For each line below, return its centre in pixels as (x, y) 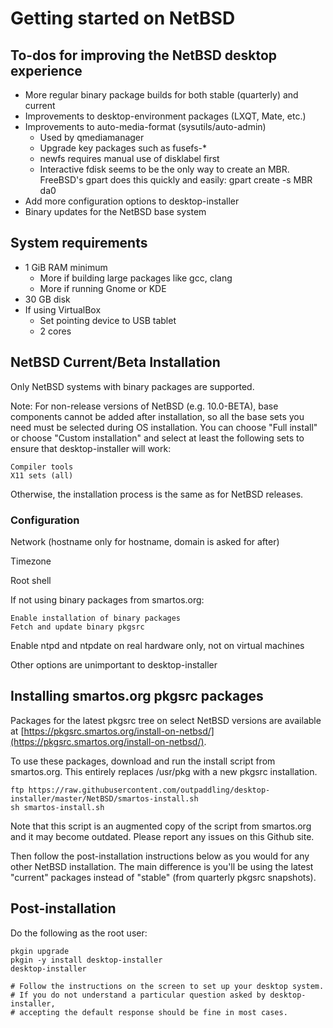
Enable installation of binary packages (96, 618)
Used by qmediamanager (92, 137)
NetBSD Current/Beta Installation (115, 362)
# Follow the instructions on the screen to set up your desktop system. (167, 986)
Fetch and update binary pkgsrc (77, 627)
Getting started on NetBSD (123, 18)
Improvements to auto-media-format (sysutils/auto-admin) (145, 126)
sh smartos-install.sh (57, 807)
